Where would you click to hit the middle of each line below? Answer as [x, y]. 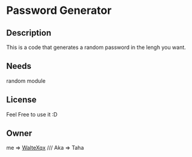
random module [26, 81]
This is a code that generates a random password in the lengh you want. [96, 47]
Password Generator [59, 11]
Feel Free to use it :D [32, 114]
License [21, 100]
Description [29, 33]
